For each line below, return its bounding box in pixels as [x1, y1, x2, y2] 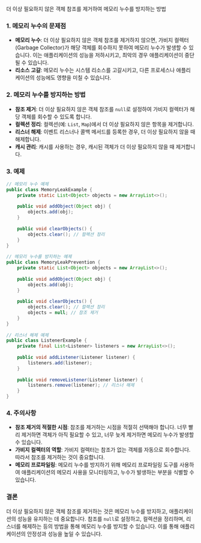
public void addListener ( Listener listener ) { [17, 354, 136, 361]
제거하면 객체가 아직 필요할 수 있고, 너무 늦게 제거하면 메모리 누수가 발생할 [21, 431, 194, 438]
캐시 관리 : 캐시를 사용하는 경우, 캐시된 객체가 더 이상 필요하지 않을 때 [14, 143, 175, 150]
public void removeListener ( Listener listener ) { [17, 376, 144, 383]
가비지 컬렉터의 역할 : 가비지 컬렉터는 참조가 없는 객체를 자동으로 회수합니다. [14, 446, 191, 453]
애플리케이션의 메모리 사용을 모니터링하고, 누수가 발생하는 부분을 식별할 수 [21, 468, 195, 476]
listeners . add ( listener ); [28, 360, 93, 366]
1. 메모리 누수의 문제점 [6, 22, 67, 30]
